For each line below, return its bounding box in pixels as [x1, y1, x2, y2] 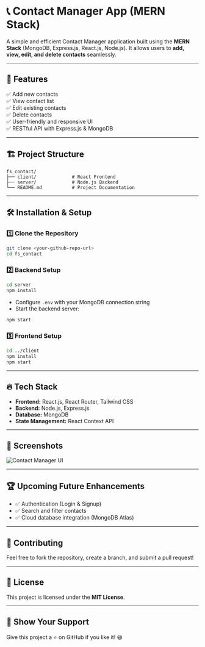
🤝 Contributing [6, 538, 63, 548]
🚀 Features [6, 74, 48, 85]
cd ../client [6, 348, 40, 354]
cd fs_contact [6, 251, 43, 257]
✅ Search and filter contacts [15, 507, 87, 515]
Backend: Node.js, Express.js [15, 404, 90, 412]
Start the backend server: [15, 305, 80, 312]
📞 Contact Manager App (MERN [6, 4, 166, 18]
